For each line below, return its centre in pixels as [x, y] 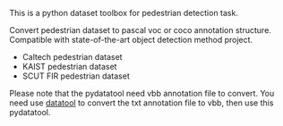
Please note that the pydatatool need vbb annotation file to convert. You [142, 93]
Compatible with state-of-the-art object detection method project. [131, 40]
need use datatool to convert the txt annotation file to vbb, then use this [141, 103]
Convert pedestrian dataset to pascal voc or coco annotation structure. [140, 30]
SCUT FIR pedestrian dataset [76, 76]
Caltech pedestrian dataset [72, 57]
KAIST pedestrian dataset [69, 67]
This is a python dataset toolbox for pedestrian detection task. [124, 13]
